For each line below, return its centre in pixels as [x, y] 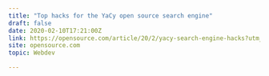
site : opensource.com [44, 46]
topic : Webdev [32, 53]
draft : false [30, 23]
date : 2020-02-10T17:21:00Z [55, 30]
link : [17, 38]
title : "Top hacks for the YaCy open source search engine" [111, 16]
